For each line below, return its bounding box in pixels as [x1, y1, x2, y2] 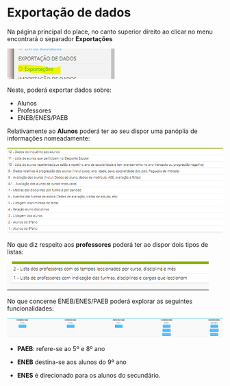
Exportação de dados [7, 5, 131, 21]
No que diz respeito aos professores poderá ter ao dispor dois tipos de [7, 241, 209, 249]
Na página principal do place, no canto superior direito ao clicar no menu [7, 27, 214, 36]
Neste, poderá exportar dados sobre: [7, 86, 112, 94]
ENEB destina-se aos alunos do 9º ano [16, 358, 127, 366]
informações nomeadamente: [7, 134, 90, 142]
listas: [7, 248, 24, 256]
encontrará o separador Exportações [7, 34, 113, 43]
